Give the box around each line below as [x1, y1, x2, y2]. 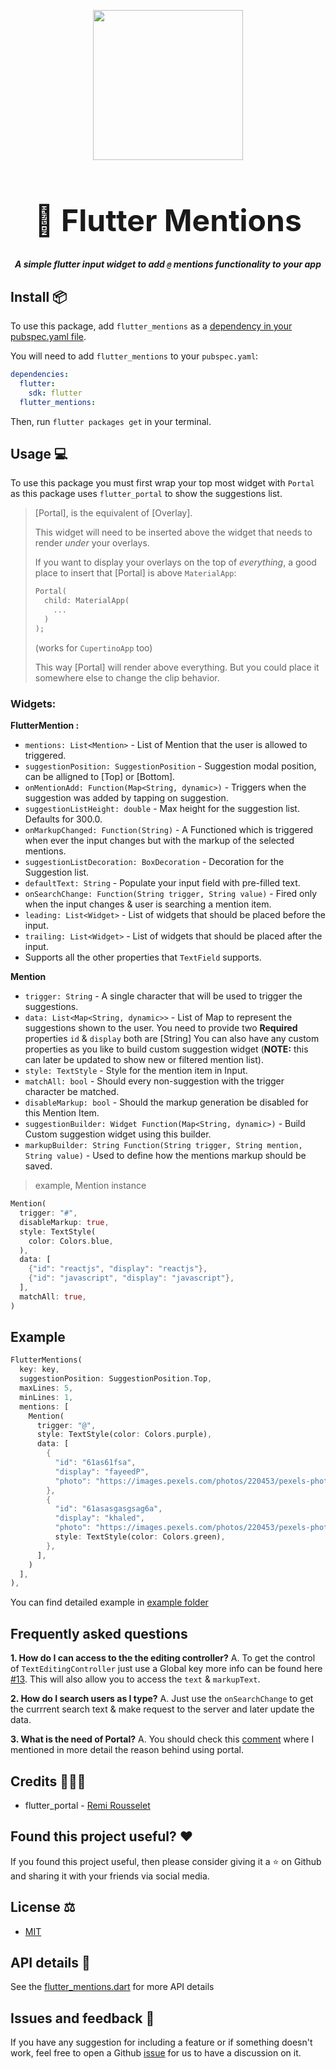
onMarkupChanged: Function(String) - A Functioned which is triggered [24, 824, 314, 836]
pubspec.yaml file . [10, 331, 87, 343]
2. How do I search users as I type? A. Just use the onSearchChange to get [10, 1693, 314, 1705]
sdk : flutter [28, 388, 83, 398]
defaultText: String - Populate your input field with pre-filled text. [24, 877, 301, 889]
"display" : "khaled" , [54, 1513, 145, 1524]
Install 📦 [10, 288, 68, 305]
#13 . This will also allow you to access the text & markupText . [10, 1673, 261, 1685]
